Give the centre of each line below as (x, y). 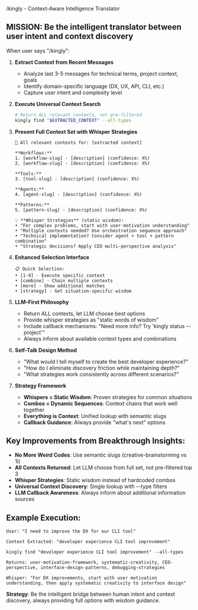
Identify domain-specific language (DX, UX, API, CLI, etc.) (94, 86)
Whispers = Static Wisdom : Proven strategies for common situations (108, 397)
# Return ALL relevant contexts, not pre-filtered (78, 115)
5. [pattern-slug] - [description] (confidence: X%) (81, 210)
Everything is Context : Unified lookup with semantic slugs (95, 416)
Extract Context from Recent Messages (64, 62)
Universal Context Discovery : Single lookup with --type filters (91, 487)
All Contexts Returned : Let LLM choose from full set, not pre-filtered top (103, 468)
